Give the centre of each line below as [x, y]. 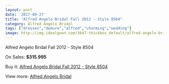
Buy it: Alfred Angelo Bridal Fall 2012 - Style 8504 [57, 66]
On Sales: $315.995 [26, 57]
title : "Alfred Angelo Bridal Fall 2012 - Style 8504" [64, 19]
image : [12, 33]
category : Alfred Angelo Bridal [39, 24]
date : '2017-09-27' [26, 14]
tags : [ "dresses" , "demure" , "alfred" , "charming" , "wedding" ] [68, 28]
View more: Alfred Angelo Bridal [38, 76]
